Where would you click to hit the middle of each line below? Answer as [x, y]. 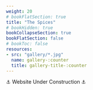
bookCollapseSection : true [39, 33]
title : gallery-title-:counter [49, 65]
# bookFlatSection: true [36, 17]
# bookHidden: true [30, 28]
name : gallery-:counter [40, 60]
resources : [19, 49]
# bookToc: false [27, 44]
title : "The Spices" [31, 22]
